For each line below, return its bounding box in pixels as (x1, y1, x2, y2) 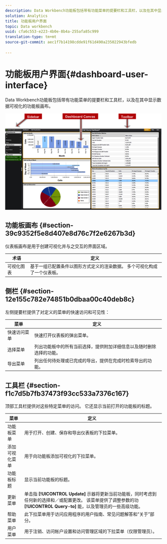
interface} (5, 79, 48, 91)
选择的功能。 (34, 350, 61, 356)
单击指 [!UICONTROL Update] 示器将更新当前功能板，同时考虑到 (24, 491, 157, 497)
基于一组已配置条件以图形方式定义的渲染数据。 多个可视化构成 (30, 263, 158, 269)
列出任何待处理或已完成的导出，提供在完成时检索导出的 (34, 357, 148, 363)
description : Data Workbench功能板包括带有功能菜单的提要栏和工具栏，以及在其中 (5, 8, 158, 13)
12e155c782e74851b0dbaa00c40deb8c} (5, 295, 135, 304)
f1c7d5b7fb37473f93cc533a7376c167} (5, 389, 129, 398)
